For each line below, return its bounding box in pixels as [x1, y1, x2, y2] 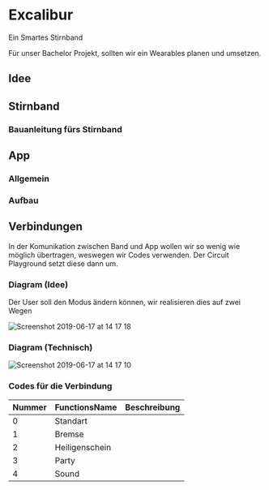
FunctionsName [54, 402, 117, 413]
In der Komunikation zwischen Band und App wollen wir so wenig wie [8, 241, 241, 251]
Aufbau [8, 195, 39, 206]
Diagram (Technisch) [8, 342, 93, 353]
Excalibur [8, 6, 74, 24]
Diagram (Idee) [8, 278, 69, 290]
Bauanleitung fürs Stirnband [8, 123, 123, 135]
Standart [54, 415, 88, 427]
